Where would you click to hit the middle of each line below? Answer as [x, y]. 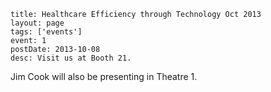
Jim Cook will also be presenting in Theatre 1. [104, 76]
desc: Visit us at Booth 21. [71, 58]
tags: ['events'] [46, 32]
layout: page [37, 23]
